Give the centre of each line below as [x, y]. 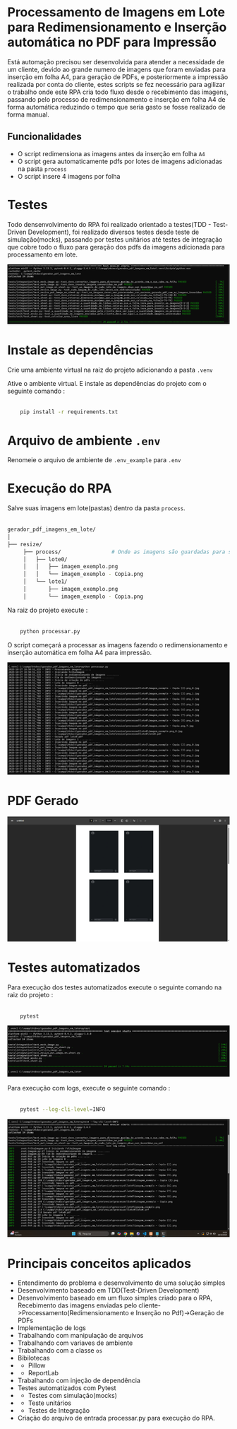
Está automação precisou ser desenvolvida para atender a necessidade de [116, 61]
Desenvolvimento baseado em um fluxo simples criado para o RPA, [115, 1298]
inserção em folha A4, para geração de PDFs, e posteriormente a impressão [118, 77]
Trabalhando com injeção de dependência [79, 1381]
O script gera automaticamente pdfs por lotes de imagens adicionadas [120, 161]
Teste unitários [50, 1403]
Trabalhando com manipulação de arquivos [80, 1336]
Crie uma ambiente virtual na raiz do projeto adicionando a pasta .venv [110, 370]
